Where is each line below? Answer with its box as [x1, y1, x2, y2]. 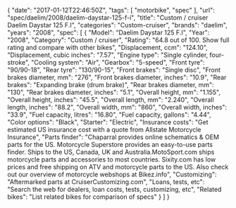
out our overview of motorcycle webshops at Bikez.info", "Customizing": [7, 170, 217, 178]
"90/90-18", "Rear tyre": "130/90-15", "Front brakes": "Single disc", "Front [7, 66, 221, 74]
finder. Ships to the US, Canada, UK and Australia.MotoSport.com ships [7, 148, 215, 156]
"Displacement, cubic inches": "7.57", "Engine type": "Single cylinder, [7, 51, 209, 59]
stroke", [7, 58, 30, 66]
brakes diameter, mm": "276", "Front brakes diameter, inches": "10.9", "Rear [7, 73, 227, 82]
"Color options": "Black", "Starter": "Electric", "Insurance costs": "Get [7, 118, 209, 126]
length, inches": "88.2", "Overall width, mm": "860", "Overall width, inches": [7, 103, 228, 111]
